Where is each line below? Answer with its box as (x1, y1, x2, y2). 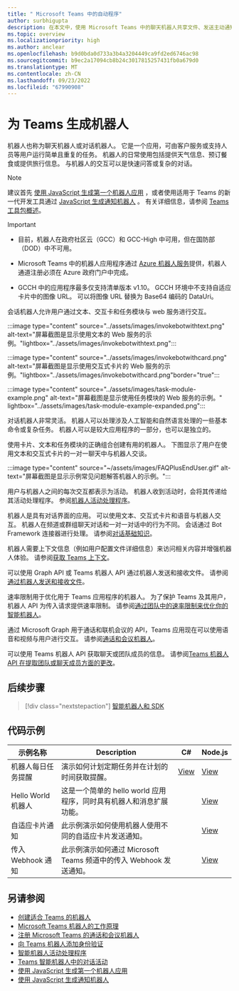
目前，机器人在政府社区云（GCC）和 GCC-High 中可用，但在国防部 (17, 235, 216, 243)
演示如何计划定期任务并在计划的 (61, 761, 169, 771)
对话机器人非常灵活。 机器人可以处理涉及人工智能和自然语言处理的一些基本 (7, 416, 228, 425)
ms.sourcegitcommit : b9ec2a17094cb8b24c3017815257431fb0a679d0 (7, 57, 199, 64)
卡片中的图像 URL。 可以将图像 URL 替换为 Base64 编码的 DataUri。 (17, 292, 218, 301)
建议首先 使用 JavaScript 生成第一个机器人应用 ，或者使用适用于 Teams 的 (7, 188, 225, 197)
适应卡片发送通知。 (83, 831, 147, 841)
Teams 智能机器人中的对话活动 (17, 957, 108, 966)
